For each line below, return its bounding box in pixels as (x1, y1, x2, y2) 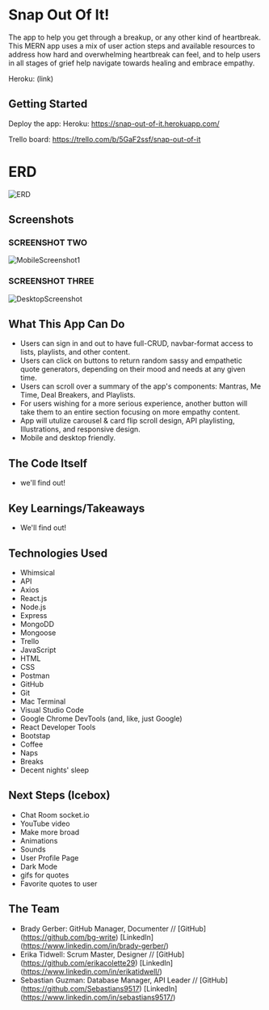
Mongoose (19, 628, 57, 638)
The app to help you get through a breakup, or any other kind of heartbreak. (8, 32, 261, 42)
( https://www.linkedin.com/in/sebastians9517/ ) (19, 992, 176, 1002)
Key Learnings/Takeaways (8, 501, 145, 515)
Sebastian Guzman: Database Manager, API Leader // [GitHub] (19, 975, 229, 985)
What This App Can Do (8, 318, 125, 331)
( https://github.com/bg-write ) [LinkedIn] (19, 932, 154, 942)
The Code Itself (8, 457, 87, 470)
